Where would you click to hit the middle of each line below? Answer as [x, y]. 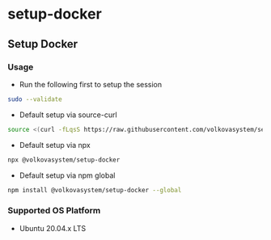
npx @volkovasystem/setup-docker [64, 160]
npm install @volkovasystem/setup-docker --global [95, 190]
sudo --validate [35, 99]
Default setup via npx [55, 145]
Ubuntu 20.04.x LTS [53, 228]
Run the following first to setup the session [91, 84]
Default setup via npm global [67, 175]
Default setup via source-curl [68, 115]
